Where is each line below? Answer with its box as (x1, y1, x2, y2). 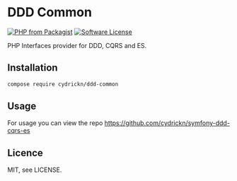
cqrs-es (7, 127, 30, 135)
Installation (7, 62, 58, 74)
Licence (7, 146, 44, 159)
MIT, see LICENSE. (7, 165, 62, 174)
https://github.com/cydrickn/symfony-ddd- (104, 119, 230, 127)
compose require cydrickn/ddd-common (7, 81, 119, 88)
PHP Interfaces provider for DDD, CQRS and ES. (7, 41, 147, 49)
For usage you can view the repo (7, 119, 103, 127)
